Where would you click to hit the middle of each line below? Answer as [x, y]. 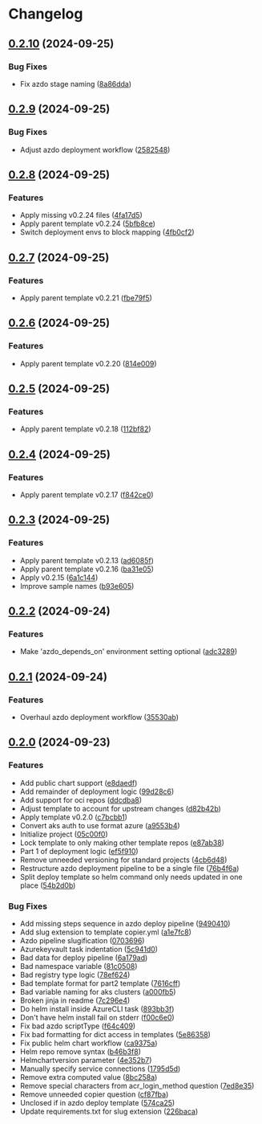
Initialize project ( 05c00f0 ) [64, 834]
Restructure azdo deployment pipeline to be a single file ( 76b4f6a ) [129, 868]
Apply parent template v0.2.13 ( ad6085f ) [87, 560]
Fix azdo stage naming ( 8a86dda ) [76, 84]
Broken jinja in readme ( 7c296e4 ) [75, 1000]
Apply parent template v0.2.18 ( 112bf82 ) [85, 429]
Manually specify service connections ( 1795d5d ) [100, 1069]
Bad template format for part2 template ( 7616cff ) [100, 983]
